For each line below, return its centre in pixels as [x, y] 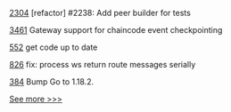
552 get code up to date [54, 47]
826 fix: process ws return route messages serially [103, 64]
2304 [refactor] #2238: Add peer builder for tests [100, 13]
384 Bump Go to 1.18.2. [52, 82]
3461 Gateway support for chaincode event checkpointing [116, 30]
